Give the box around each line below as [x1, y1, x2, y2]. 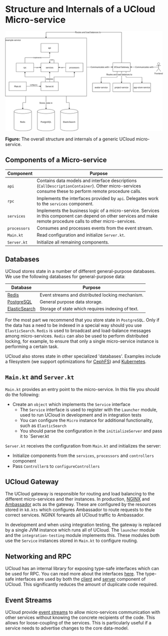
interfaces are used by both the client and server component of [15, 576, 146, 582]
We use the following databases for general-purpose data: [5, 273, 126, 279]
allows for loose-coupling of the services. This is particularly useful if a [5, 619, 151, 625]
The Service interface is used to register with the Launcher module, [19, 406, 157, 412]
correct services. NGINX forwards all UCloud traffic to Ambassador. [5, 512, 144, 518]
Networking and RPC [5, 552, 71, 560]
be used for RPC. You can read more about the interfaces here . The [5, 571, 144, 577]
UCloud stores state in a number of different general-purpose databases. [5, 268, 156, 274]
